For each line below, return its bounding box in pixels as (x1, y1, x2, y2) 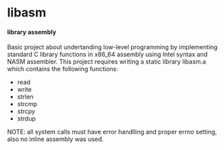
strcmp (16, 100, 38, 108)
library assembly (7, 27, 56, 36)
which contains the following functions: (7, 65, 118, 73)
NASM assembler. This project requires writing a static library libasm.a (7, 58, 206, 66)
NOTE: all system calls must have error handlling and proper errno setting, (7, 128, 218, 136)
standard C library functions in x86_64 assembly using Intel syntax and (7, 50, 208, 59)
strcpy (16, 108, 36, 116)
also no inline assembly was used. (7, 135, 104, 143)
